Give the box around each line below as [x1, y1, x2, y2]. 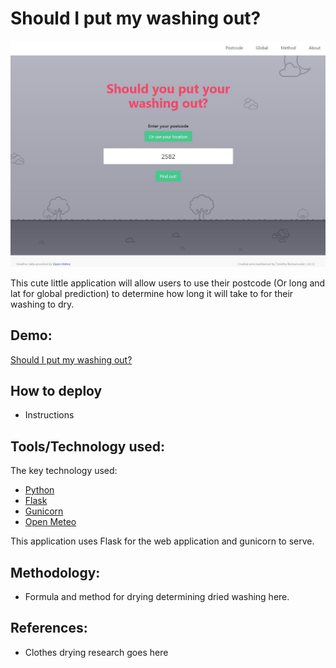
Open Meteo [24, 516, 77, 528]
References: [10, 620, 88, 637]
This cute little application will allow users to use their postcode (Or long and [10, 277, 326, 289]
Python [24, 484, 55, 496]
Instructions [24, 409, 75, 421]
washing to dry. [10, 298, 75, 310]
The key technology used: [10, 465, 118, 477]
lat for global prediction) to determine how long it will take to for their [10, 287, 294, 299]
